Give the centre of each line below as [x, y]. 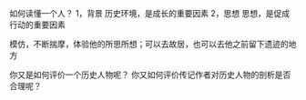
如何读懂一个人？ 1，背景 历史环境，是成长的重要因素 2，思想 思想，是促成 [149, 13]
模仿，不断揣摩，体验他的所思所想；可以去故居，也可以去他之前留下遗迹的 [149, 44]
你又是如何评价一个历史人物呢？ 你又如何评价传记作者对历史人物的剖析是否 [150, 75]
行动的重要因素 [37, 25]
